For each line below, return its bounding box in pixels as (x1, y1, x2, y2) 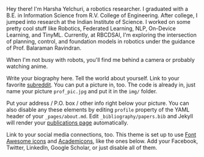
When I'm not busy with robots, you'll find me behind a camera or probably (6, 56, 195, 63)
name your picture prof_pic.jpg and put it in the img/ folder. (6, 88, 158, 94)
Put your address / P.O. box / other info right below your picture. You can (6, 99, 189, 107)
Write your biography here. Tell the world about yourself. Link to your (6, 75, 180, 82)
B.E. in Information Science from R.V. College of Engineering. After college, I (6, 12, 198, 19)
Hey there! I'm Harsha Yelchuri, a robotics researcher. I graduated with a (6, 6, 188, 12)
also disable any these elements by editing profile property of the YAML (6, 106, 190, 113)
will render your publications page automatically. (6, 119, 129, 126)
